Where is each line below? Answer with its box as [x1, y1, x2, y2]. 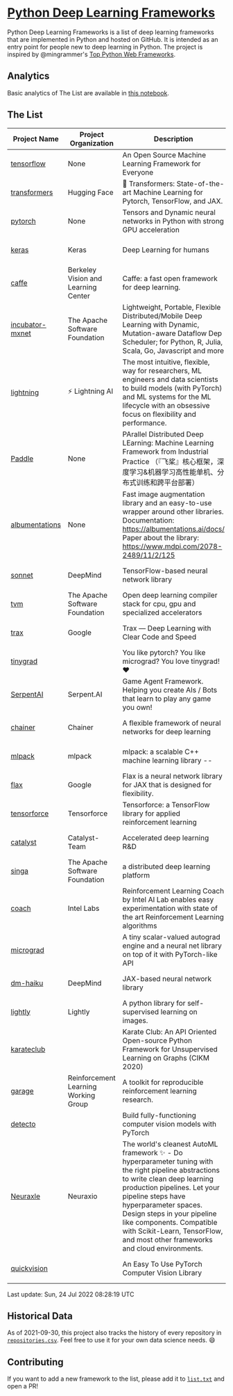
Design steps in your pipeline [122, 1209, 217, 1219]
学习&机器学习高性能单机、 [129, 467, 218, 477]
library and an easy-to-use [122, 498, 212, 507]
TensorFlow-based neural [122, 566, 208, 576]
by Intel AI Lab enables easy [122, 894, 214, 904]
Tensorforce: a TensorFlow [122, 800, 210, 809]
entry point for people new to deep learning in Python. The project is [7, 42, 203, 51]
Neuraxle [10, 1191, 40, 1201]
